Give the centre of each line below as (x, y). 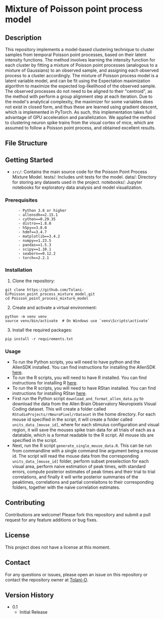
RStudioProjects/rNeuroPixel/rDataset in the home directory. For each (84, 414)
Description (23, 38)
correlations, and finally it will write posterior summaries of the (75, 477)
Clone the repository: (34, 281)
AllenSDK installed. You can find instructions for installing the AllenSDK (84, 367)
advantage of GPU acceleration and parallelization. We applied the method (80, 117)
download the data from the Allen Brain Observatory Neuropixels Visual (84, 404)
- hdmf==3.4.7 (33, 232)
